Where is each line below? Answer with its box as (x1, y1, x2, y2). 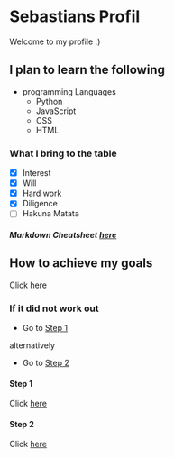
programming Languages (22, 86, 117, 96)
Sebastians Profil (9, 6, 141, 27)
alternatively (9, 340, 56, 351)
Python (35, 96, 63, 106)
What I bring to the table (9, 147, 117, 160)
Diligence (22, 198, 59, 209)
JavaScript (35, 105, 77, 116)
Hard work (22, 188, 62, 199)
